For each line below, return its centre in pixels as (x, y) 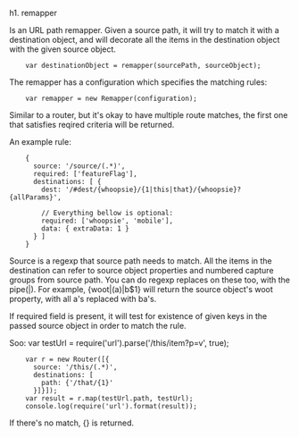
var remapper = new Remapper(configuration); (112, 98)
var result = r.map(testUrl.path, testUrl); (109, 399)
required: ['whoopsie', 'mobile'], (108, 221)
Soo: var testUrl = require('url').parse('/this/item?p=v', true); (119, 343)
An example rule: (40, 142)
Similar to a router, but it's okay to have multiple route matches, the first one (149, 115)
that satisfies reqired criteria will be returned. (92, 125)
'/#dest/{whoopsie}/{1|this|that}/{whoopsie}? (154, 189)
